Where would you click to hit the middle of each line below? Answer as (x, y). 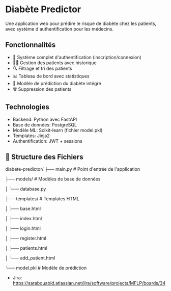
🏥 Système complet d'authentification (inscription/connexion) (77, 57)
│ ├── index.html (24, 219)
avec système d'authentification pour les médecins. (59, 29)
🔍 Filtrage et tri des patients (42, 68)
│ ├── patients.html (26, 248)
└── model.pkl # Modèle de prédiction (46, 268)
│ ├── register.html (26, 239)
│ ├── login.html (23, 228)
